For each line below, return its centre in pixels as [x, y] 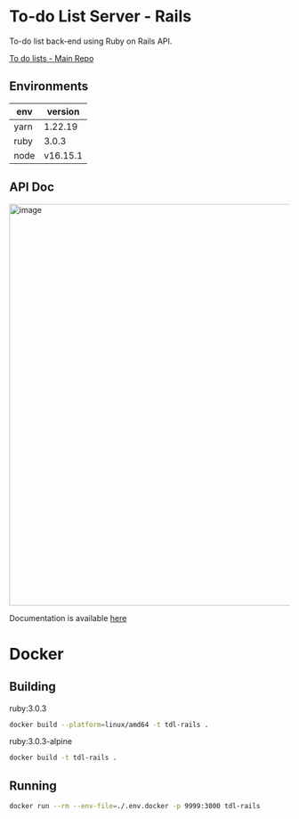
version [63, 111]
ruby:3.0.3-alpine [41, 741]
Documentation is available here [68, 618]
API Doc [32, 188]
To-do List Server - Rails [101, 16]
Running [33, 786]
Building [32, 687]
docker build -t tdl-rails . [63, 758]
